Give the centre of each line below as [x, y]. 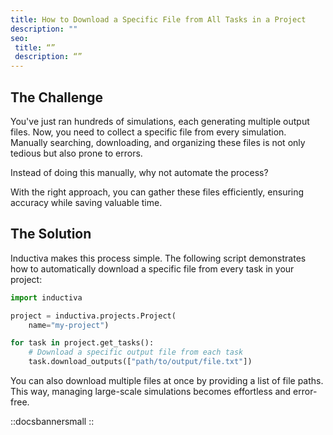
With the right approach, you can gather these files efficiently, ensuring [157, 192]
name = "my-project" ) [69, 325]
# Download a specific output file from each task [136, 352]
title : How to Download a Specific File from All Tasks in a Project [158, 19]
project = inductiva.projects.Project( [93, 316]
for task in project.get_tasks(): [82, 343]
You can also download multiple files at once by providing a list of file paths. [167, 380]
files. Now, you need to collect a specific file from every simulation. [148, 132]
